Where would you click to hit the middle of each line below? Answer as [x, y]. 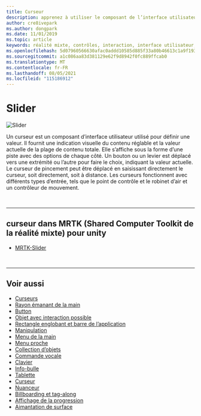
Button [23, 311]
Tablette [25, 375]
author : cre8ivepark [32, 23]
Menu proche [31, 343]
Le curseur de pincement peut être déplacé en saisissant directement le [95, 169]
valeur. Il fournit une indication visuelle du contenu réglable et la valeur [93, 143]
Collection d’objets [38, 349]
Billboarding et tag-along [45, 394]
